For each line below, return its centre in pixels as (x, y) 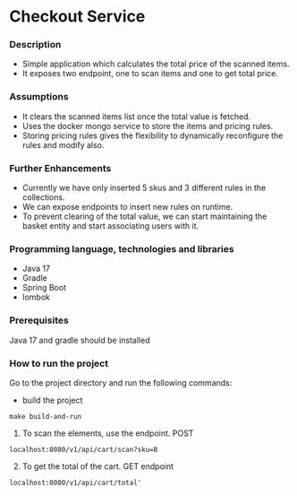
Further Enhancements (60, 168)
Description (35, 45)
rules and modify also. (63, 144)
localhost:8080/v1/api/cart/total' (76, 483)
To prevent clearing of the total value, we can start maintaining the (144, 216)
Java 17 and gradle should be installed (80, 340)
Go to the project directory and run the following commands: (121, 382)
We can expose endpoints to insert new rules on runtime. (127, 207)
